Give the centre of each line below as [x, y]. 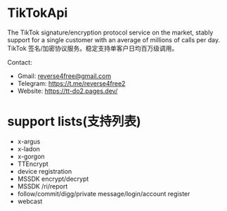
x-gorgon [31, 156]
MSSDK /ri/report [43, 186]
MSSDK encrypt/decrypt [53, 179]
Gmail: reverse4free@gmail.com [64, 76]
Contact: [20, 62]
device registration [45, 171]
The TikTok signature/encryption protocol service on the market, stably [110, 32]
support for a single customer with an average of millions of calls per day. [114, 39]
